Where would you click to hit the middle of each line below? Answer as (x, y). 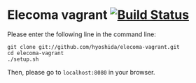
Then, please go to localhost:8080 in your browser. (81, 72)
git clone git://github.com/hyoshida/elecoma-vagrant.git (93, 47)
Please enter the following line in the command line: (82, 34)
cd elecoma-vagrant (36, 53)
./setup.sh (23, 59)
